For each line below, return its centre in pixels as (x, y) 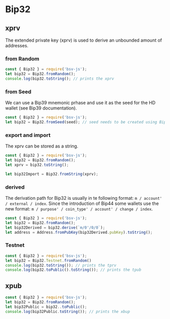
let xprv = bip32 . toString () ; (37, 165)
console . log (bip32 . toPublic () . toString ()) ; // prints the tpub (73, 270)
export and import (28, 135)
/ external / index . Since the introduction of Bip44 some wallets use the (82, 203)
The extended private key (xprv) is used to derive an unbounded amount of (84, 40)
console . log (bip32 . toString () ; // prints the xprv (60, 79)
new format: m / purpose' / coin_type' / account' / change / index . (79, 209)
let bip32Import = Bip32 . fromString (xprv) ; (52, 174)
